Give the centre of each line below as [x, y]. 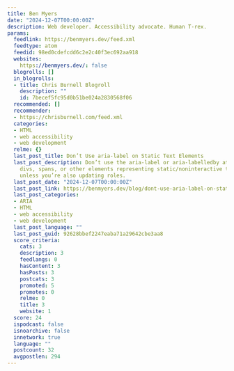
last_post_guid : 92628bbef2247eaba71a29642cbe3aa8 [88, 234]
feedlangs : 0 [39, 260]
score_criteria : [37, 240]
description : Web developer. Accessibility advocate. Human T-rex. [107, 26]
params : [18, 33]
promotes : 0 [37, 292]
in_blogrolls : [34, 78]
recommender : [32, 111]
